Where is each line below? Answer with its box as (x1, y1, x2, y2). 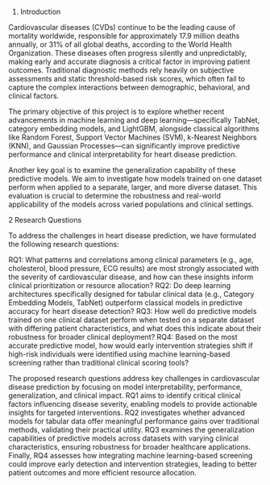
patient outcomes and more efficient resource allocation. (8, 468, 197, 477)
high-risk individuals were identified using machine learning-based (8, 349, 231, 358)
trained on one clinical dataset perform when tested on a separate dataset (8, 315, 255, 324)
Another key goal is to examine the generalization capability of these (8, 165, 236, 174)
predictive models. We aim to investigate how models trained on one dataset (8, 174, 262, 183)
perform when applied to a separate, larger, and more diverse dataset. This (8, 182, 258, 192)
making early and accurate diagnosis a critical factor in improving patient (8, 56, 251, 66)
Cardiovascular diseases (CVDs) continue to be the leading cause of (8, 23, 236, 31)
